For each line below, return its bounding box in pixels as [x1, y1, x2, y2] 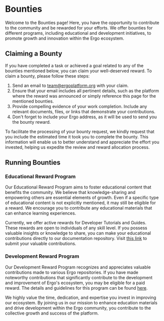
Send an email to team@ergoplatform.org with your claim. [12, 82, 129, 88]
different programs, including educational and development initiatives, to [5, 30, 152, 36]
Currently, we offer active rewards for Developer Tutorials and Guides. [5, 220, 147, 226]
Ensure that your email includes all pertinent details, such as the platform [12, 87, 159, 94]
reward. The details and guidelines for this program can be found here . [5, 285, 148, 291]
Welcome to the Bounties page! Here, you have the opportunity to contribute [5, 20, 160, 26]
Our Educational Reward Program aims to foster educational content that [5, 184, 152, 190]
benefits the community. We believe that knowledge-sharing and [5, 189, 136, 195]
